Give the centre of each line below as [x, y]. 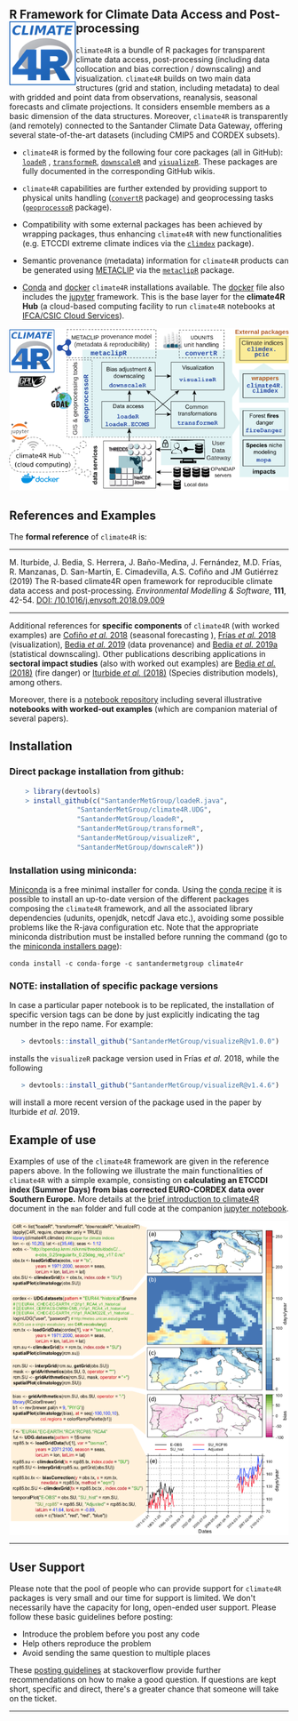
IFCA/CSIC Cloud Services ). [73, 316]
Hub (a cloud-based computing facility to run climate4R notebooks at [149, 306]
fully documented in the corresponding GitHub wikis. [118, 171]
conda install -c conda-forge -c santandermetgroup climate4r [126, 964]
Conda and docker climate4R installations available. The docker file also [153, 287]
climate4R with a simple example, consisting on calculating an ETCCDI [139, 1180]
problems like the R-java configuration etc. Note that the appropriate [134, 927]
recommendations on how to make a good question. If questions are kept [143, 1680]
